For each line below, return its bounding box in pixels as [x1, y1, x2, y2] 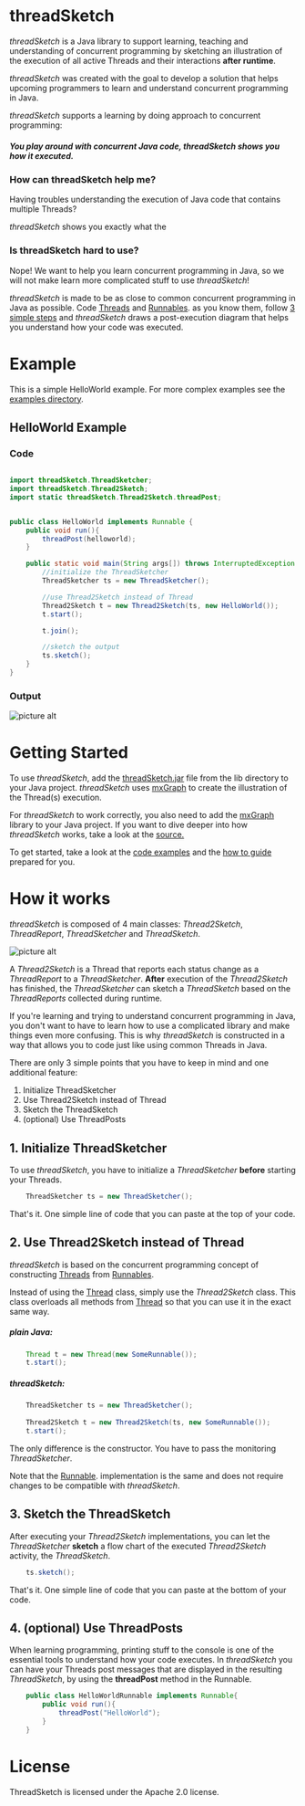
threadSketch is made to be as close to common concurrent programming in [9, 292, 296, 303]
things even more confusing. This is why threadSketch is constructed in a [9, 1030, 285, 1041]
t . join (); [42, 626, 79, 635]
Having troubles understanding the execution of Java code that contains [9, 194, 280, 205]
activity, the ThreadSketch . [9, 1549, 111, 1561]
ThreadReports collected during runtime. [9, 992, 162, 1004]
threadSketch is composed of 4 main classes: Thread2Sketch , [9, 919, 243, 929]
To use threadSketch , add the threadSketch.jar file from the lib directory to [9, 772, 289, 783]
